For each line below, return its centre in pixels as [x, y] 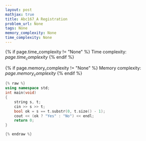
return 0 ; [24, 121]
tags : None [16, 28]
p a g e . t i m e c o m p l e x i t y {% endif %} [40, 58]
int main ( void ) [21, 93]
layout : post [19, 10]
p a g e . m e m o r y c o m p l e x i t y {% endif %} [44, 74]
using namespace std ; [28, 88]
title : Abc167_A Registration [36, 19]
